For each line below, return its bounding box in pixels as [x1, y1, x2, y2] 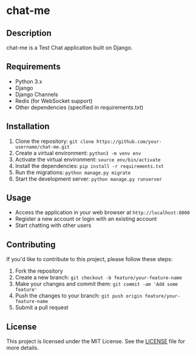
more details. [6, 344, 39, 352]
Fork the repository [15, 267, 64, 274]
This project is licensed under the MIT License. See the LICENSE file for [6, 338, 186, 345]
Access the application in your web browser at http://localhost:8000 [15, 209, 190, 216]
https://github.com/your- [96, 138, 162, 145]
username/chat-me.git [15, 144, 70, 150]
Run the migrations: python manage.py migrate [15, 169, 131, 176]
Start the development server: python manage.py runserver [15, 175, 163, 183]
